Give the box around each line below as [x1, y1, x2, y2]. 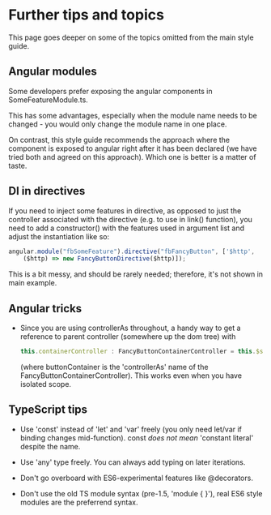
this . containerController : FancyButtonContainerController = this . [19, 347, 256, 356]
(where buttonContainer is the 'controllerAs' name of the [19, 363, 209, 371]
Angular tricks [8, 302, 83, 315]
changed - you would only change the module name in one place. [8, 119, 227, 129]
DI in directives [8, 184, 86, 198]
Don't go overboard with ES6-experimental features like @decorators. [19, 473, 253, 483]
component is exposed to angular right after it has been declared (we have [8, 144, 257, 153]
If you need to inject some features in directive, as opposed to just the [8, 205, 242, 216]
